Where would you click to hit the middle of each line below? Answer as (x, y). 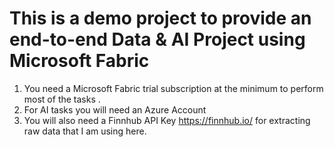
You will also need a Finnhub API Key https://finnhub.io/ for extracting (167, 120)
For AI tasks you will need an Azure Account (115, 109)
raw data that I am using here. (85, 131)
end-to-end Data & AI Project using (157, 39)
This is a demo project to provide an (160, 18)
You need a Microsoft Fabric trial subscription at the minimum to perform (173, 88)
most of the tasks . (62, 99)
